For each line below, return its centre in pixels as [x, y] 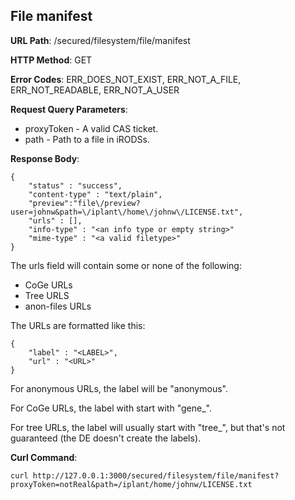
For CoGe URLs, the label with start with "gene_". [111, 408]
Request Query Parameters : [69, 109]
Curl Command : [44, 457]
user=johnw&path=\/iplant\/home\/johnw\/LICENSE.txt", [127, 212]
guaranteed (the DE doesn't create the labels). [106, 438]
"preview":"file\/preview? [84, 203]
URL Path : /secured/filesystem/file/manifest [100, 40]
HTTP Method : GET [51, 60]
